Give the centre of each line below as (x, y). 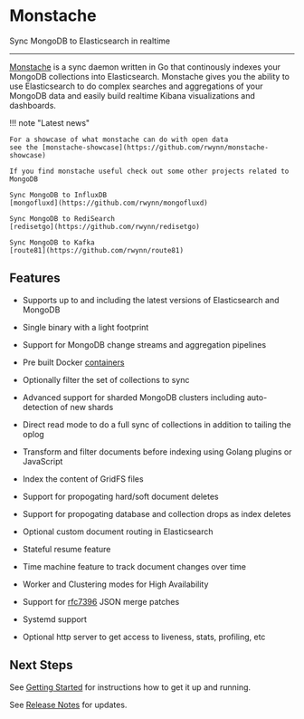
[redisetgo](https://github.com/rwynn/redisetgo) (105, 226)
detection (40, 407)
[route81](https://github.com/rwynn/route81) (96, 250)
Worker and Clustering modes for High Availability (115, 584)
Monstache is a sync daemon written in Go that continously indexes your (145, 67)
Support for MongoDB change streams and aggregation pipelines (144, 344)
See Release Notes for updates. (68, 705)
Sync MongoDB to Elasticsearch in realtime (90, 41)
